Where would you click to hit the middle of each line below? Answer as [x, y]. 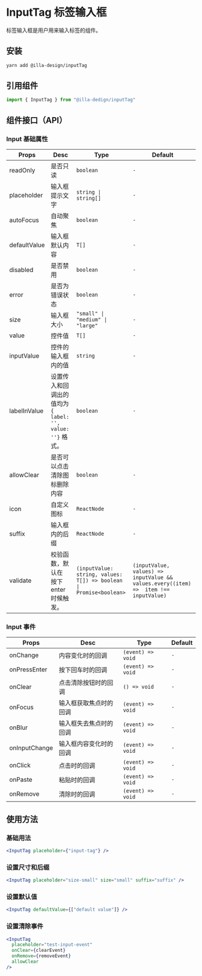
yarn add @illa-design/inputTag [47, 65]
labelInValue [26, 411]
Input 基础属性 [27, 139]
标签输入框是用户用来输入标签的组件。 [54, 30]
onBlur [19, 727]
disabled [21, 270]
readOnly [22, 170]
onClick [20, 765]
